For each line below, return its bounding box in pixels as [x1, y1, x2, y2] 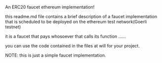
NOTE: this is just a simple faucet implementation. [5, 52, 106, 58]
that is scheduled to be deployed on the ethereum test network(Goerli [5, 19, 147, 24]
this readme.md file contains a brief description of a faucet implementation [5, 14, 158, 19]
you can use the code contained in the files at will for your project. [5, 43, 140, 48]
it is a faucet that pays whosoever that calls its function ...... [5, 34, 126, 39]
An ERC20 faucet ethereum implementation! [5, 4, 95, 10]
